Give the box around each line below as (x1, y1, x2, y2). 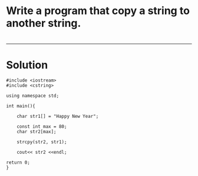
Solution (6, 58, 48, 72)
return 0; (6, 160, 31, 165)
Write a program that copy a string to (6, 4, 190, 18)
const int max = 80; (16, 124, 67, 130)
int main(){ (6, 103, 35, 109)
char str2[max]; (16, 129, 57, 135)
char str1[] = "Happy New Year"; (16, 113, 99, 120)
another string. (6, 16, 81, 30)
